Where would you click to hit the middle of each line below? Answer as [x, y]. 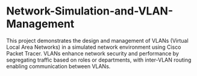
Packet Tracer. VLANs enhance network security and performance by [93, 53]
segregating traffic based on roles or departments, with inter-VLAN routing [99, 60]
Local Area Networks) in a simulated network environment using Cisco [94, 47]
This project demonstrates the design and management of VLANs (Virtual [97, 40]
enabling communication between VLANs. [58, 66]
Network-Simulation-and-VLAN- [90, 11]
